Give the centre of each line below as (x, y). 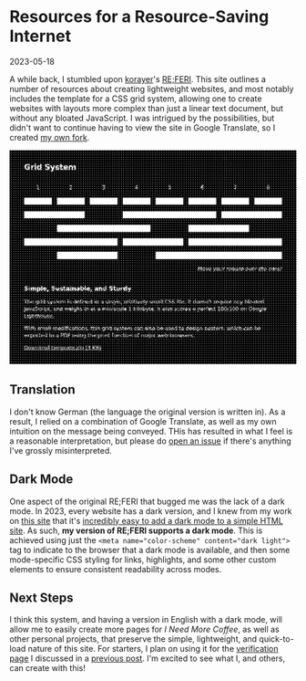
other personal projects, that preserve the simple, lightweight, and (133, 639)
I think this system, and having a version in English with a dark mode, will (146, 620)
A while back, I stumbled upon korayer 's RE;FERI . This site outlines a (138, 79)
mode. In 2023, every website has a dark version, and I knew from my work (151, 511)
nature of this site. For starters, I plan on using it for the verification (153, 649)
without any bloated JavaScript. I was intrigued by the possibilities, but (142, 118)
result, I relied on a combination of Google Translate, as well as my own (143, 421)
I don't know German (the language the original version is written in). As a (148, 412)
